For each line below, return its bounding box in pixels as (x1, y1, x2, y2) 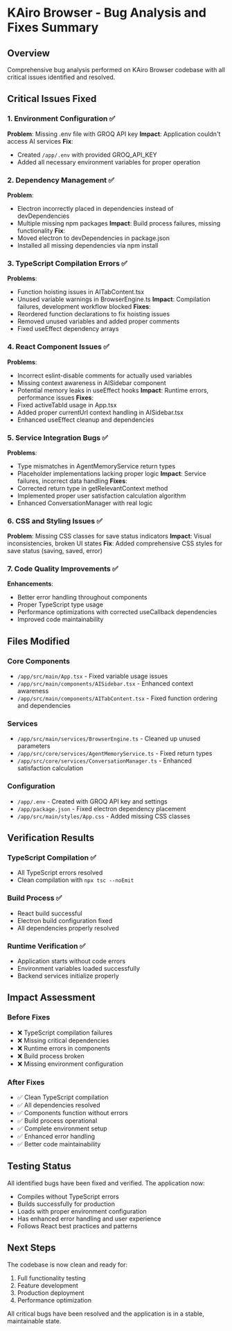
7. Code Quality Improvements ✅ (7, 564, 119, 574)
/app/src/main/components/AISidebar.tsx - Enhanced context (17, 679, 194, 688)
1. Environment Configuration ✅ (7, 114, 116, 124)
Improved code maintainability (17, 616, 104, 624)
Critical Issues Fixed (7, 93, 97, 105)
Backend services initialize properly (17, 972, 119, 980)
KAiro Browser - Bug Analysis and (7, 5, 206, 21)
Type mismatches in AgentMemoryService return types (17, 461, 176, 470)
